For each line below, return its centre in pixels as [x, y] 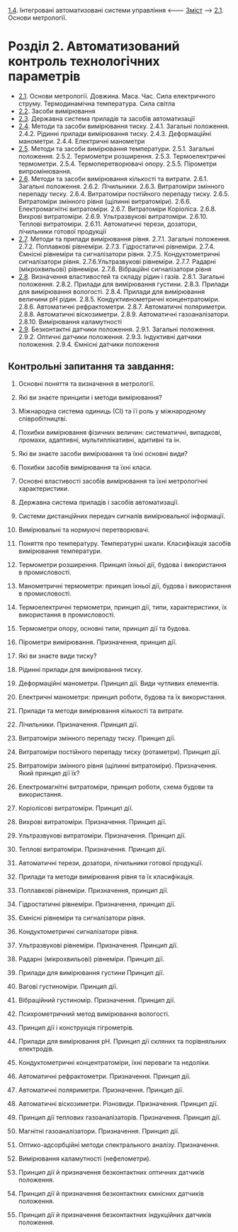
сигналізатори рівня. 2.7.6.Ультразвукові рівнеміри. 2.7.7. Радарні [117, 261]
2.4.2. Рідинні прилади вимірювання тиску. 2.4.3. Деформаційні [115, 133]
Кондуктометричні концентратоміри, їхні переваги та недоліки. [114, 1062]
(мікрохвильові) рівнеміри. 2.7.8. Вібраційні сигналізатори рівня [115, 269]
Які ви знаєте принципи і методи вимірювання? [90, 397]
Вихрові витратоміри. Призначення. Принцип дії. [92, 821]
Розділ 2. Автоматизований [94, 46]
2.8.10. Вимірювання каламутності [70, 321]
